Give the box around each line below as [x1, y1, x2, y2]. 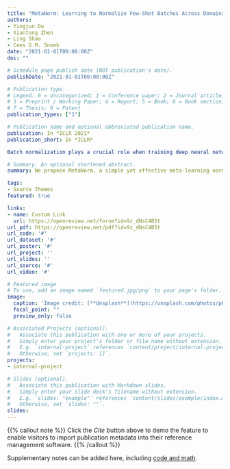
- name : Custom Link [7, 211, 66, 218]
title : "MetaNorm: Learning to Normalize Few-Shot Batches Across [7, 10, 201, 17]
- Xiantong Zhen [7, 29, 53, 36]
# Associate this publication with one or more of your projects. [7, 331, 207, 338]
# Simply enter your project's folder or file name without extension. [7, 338, 222, 344]
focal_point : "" [13, 306, 60, 313]
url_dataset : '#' [7, 237, 57, 244]
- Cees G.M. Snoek [7, 42, 60, 49]
